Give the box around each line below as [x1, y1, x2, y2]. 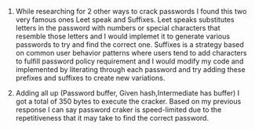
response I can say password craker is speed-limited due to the [15, 105, 222, 114]
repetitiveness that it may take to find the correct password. [15, 114, 209, 122]
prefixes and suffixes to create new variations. [15, 74, 166, 82]
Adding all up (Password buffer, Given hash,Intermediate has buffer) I [15, 88, 240, 97]
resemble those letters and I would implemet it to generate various [15, 31, 230, 41]
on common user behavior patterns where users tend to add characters [15, 49, 247, 57]
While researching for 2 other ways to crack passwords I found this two [15, 7, 247, 16]
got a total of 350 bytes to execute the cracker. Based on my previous [15, 97, 242, 106]
